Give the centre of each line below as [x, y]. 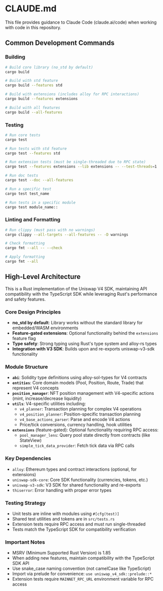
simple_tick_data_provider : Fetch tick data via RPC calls [77, 446]
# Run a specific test [28, 189]
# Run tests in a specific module [41, 203]
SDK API [21, 563]
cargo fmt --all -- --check [34, 248]
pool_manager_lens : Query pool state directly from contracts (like [85, 435]
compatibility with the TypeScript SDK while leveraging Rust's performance [81, 294]
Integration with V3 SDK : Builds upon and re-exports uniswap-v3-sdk [83, 349]
